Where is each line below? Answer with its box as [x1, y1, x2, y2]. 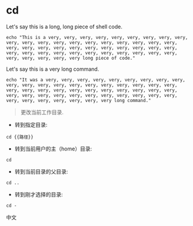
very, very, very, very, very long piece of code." [6, 55, 135, 61]
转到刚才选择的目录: [14, 191, 63, 198]
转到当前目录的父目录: [14, 168, 68, 175]
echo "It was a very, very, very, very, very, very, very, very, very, [6, 77, 185, 83]
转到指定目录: [14, 121, 48, 128]
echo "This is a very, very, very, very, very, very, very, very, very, [6, 34, 188, 40]
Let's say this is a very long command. [6, 65, 99, 73]
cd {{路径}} [6, 134, 34, 140]
